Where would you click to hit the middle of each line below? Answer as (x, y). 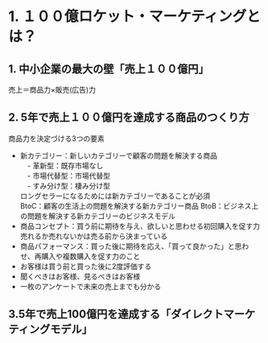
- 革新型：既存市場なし (65, 165)
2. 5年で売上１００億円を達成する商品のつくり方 (129, 118)
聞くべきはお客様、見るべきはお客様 (80, 276)
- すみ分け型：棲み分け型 (69, 185)
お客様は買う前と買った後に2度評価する (86, 266)
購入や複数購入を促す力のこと (91, 256)
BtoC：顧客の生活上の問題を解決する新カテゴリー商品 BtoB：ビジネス (136, 205)
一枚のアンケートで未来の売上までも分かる (91, 286)
